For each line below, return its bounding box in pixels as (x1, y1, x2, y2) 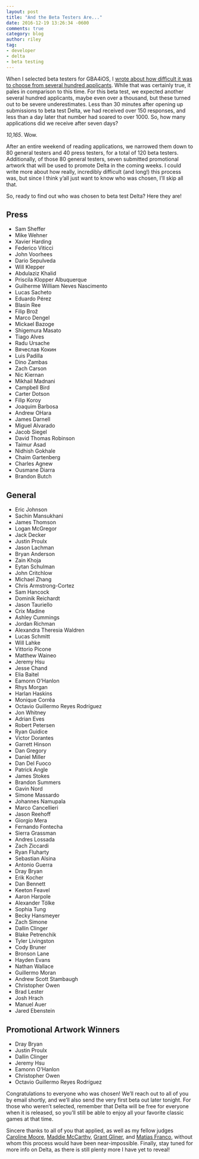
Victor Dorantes (14, 734, 54, 742)
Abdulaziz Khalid (14, 270, 57, 277)
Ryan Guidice (14, 728, 48, 735)
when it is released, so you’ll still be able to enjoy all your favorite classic (6, 1109, 184, 1116)
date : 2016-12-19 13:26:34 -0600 (6, 20, 89, 26)
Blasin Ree (14, 302, 41, 309)
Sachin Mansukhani (14, 512, 64, 519)
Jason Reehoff (14, 810, 51, 818)
